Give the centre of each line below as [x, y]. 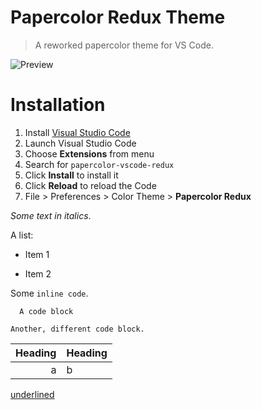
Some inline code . [49, 293]
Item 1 [37, 254]
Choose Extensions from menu [89, 153]
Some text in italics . [51, 215]
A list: [22, 235]
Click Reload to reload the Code [90, 185]
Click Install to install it [71, 175]
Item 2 [38, 273]
